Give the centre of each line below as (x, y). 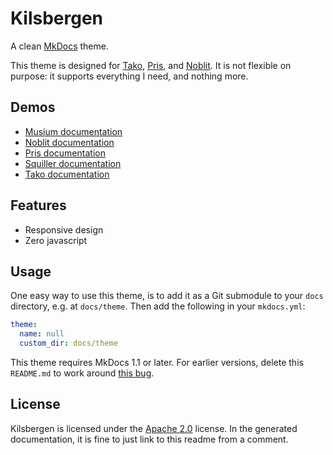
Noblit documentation (69, 142)
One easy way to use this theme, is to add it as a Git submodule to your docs (167, 296)
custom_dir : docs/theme (68, 343)
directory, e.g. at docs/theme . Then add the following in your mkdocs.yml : (158, 306)
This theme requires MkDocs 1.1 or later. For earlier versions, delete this (157, 362)
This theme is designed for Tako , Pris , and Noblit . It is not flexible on (151, 65)
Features (38, 205)
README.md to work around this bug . (82, 373)
